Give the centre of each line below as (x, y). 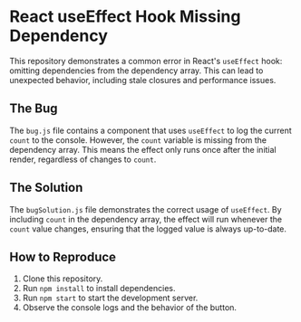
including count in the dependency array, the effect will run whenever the (146, 219)
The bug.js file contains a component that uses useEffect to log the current (150, 130)
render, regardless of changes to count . (83, 159)
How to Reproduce (63, 256)
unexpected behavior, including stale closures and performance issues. (143, 80)
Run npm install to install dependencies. (99, 289)
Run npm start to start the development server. (110, 298)
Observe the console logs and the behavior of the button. (130, 308)
